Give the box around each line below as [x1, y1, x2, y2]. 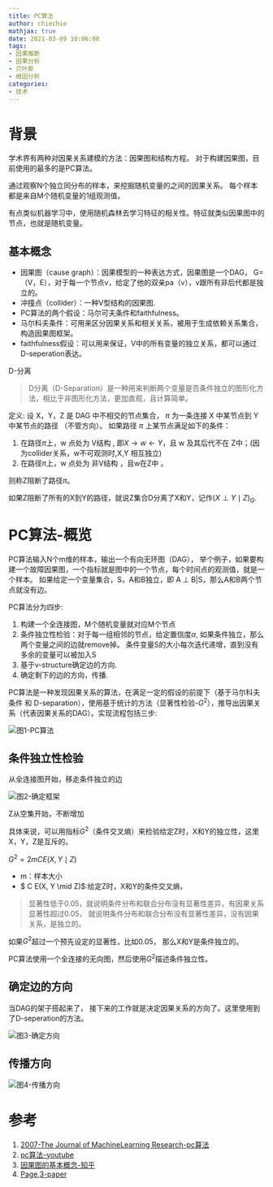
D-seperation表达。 [19, 349, 87, 358]
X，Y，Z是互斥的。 [8, 836, 73, 846]
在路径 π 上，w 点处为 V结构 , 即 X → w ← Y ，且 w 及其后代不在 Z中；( [19, 438, 253, 448]
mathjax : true [8, 27, 57, 35]
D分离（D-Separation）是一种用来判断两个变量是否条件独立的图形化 [28, 383, 257, 393]
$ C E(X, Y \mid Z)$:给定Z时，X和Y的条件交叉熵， [19, 881, 188, 890]
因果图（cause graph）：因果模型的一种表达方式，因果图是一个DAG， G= [19, 267, 264, 277]
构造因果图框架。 [19, 328, 78, 338]
